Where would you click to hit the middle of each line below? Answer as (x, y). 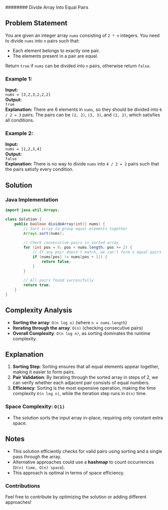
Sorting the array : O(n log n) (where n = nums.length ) (70, 322)
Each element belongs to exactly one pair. (56, 51)
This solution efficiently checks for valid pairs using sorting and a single (87, 451)
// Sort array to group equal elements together (76, 229)
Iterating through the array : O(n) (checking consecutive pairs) (78, 328)
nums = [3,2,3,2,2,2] (28, 95)
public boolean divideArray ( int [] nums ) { (60, 224)
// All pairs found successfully (59, 280)
